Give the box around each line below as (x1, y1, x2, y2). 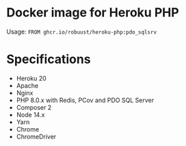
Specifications (6, 51, 91, 67)
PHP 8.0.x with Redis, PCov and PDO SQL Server (16, 96, 155, 104)
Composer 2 (16, 103, 52, 111)
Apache (16, 81, 39, 90)
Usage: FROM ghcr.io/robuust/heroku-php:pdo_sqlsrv (6, 27, 157, 36)
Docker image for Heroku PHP (6, 5, 179, 21)
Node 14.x (16, 110, 45, 119)
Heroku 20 (16, 74, 47, 82)
